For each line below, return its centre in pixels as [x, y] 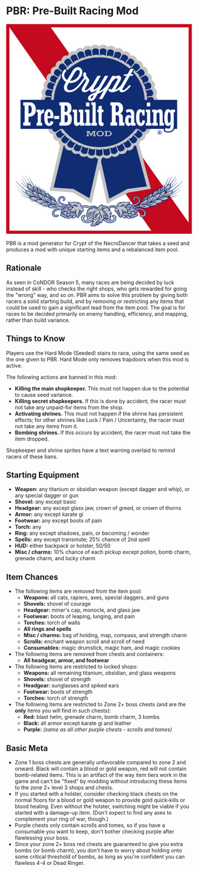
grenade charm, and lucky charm [55, 558]
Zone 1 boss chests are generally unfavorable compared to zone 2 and [100, 762]
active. [14, 366]
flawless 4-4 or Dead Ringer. [49, 863]
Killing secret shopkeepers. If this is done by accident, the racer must [100, 401]
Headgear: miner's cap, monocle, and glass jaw [82, 610]
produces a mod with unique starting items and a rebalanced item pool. [93, 249]
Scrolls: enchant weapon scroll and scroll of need [84, 642]
